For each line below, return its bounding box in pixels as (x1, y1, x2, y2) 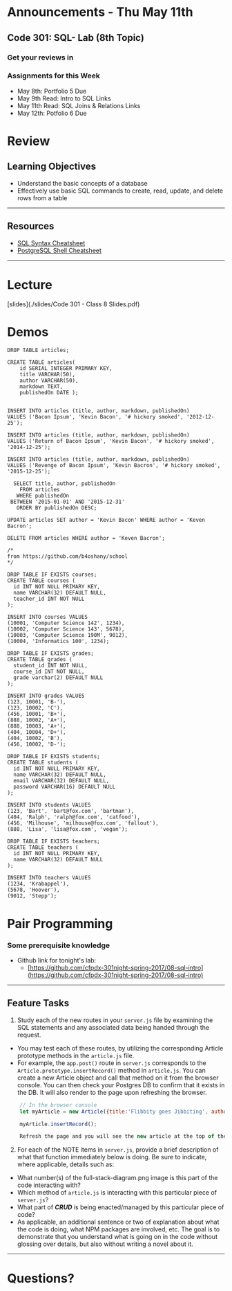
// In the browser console (19, 1101, 97, 1109)
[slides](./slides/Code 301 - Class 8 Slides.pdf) (7, 299, 140, 308)
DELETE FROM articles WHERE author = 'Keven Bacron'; (7, 535, 166, 542)
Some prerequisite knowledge (7, 940, 110, 950)
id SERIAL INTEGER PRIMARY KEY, (19, 365, 113, 372)
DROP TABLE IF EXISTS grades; (7, 650, 95, 657)
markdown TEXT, (19, 383, 64, 390)
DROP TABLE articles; (7, 347, 70, 354)
